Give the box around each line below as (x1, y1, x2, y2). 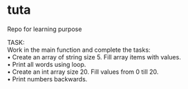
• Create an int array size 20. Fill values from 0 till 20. (7, 68, 159, 76)
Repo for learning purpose (7, 25, 82, 33)
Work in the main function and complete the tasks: (7, 46, 151, 54)
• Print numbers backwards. (7, 75, 88, 83)
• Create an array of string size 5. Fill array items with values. (7, 52, 181, 61)
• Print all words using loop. (7, 60, 86, 68)
